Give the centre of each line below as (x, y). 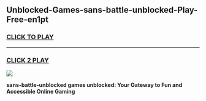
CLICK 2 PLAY (28, 60)
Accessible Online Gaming (41, 91)
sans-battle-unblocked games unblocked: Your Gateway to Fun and (94, 84)
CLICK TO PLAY (30, 37)
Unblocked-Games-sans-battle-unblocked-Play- (102, 10)
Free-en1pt (28, 20)
